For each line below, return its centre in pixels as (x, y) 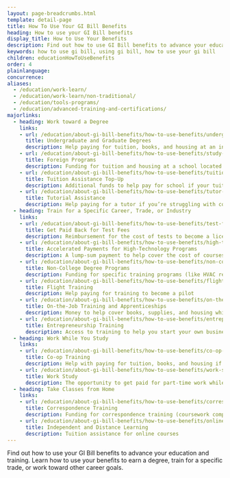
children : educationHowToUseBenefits (61, 58)
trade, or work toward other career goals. (65, 468)
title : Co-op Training (57, 357)
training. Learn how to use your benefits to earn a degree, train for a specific (115, 460)
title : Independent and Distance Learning (87, 427)
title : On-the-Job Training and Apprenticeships (96, 306)
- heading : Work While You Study (61, 338)
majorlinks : (24, 115)
